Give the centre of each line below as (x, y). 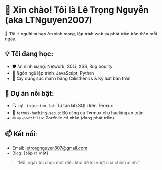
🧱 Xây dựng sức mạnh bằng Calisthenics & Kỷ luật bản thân (71, 78)
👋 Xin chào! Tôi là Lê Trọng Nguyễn (77, 10)
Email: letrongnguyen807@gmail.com (50, 148)
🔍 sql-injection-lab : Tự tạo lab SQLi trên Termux (63, 105)
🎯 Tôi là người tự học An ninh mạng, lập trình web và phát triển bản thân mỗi (81, 34)
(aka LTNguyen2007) (49, 20)
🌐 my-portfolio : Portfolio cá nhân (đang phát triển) (63, 118)
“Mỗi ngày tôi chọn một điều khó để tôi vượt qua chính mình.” (78, 163)
